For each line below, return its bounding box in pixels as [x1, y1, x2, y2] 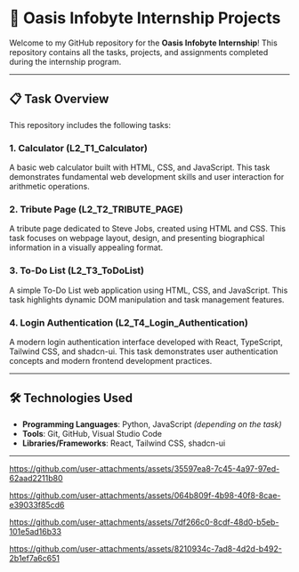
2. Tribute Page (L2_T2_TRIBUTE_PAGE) [9, 203, 184, 215]
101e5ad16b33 [9, 526, 62, 536]
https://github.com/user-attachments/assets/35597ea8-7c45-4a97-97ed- [9, 463, 280, 474]
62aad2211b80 [9, 472, 64, 483]
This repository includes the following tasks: [9, 119, 172, 130]
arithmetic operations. [9, 181, 91, 192]
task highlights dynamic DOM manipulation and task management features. [9, 294, 285, 305]
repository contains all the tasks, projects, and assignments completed [9, 46, 269, 57]
